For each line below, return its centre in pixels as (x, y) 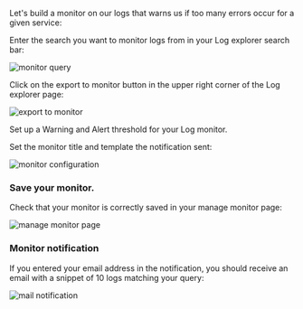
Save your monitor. (52, 187)
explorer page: (37, 94)
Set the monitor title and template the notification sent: (111, 147)
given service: (36, 23)
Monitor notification (54, 248)
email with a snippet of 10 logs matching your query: (107, 277)
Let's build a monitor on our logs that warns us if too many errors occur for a (152, 13)
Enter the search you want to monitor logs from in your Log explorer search (150, 40)
